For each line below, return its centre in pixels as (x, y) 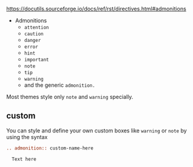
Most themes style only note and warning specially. (70, 97)
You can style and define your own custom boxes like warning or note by (96, 131)
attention (37, 27)
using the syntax (27, 137)
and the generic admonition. (59, 85)
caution (34, 34)
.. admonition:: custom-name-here (50, 148)
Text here (24, 159)
